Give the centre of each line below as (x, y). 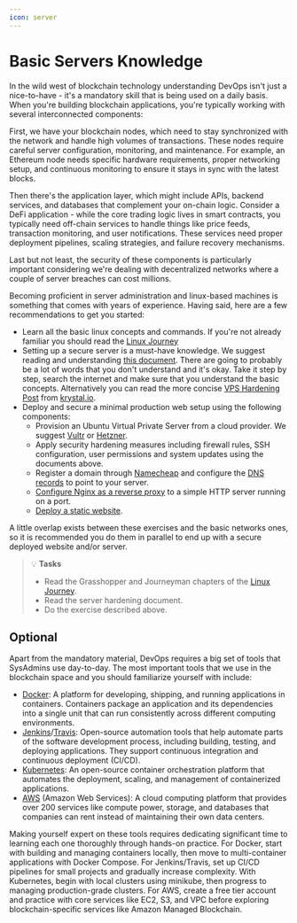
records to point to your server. (92, 482)
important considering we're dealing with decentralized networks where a (144, 269)
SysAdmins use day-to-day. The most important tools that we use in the (141, 668)
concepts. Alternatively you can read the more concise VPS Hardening (151, 388)
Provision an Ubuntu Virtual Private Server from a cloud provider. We (160, 425)
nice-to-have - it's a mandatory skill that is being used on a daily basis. (139, 95)
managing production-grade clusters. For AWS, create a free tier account (143, 890)
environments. (48, 723)
